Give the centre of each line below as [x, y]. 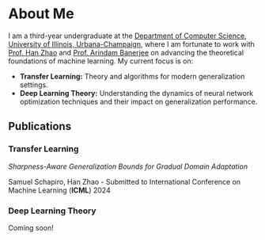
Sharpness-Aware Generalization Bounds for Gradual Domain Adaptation [128, 166]
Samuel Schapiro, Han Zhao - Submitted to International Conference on [125, 181]
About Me [41, 14]
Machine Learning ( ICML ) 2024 [59, 190]
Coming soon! [31, 227]
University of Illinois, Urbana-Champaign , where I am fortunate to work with [132, 44]
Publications [40, 126]
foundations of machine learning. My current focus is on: [101, 61]
